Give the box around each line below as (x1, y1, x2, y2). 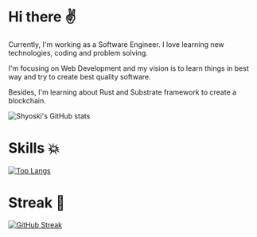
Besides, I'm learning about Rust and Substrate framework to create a (8, 87, 237, 97)
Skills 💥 (8, 139, 60, 157)
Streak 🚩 (8, 194, 65, 212)
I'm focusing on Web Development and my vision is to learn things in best (8, 63, 249, 73)
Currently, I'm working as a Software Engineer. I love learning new (8, 39, 224, 49)
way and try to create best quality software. (8, 72, 151, 81)
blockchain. (8, 95, 46, 105)
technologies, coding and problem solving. (8, 48, 149, 57)
